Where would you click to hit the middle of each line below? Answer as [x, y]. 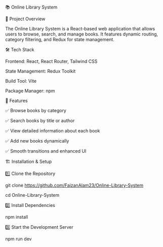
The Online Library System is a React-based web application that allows [80, 29]
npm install [17, 217]
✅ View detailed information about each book [53, 131]
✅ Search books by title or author [40, 120]
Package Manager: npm [30, 91]
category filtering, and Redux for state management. [60, 39]
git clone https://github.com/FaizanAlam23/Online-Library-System [74, 185]
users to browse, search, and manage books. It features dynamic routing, [82, 34]
